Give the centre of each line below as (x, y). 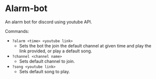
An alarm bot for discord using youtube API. (49, 22)
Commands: (17, 31)
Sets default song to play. (44, 71)
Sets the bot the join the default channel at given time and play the (85, 46)
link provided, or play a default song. (56, 51)
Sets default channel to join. (47, 61)
